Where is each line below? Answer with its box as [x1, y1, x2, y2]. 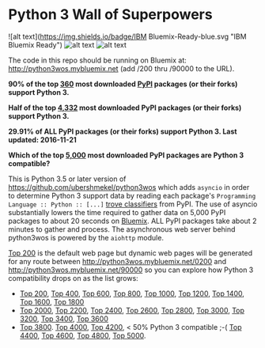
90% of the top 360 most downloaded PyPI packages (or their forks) [8, 79, 238, 89]
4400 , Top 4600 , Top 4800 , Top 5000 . [19, 331, 146, 340]
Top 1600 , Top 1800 [19, 297, 85, 306]
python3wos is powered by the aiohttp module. [8, 233, 165, 242]
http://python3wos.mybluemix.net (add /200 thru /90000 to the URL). [8, 63, 235, 73]
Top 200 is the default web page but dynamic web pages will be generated [8, 248, 253, 258]
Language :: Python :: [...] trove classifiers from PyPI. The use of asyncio [8, 199, 258, 209]
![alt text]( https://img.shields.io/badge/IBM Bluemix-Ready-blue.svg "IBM [8, 32, 247, 41]
